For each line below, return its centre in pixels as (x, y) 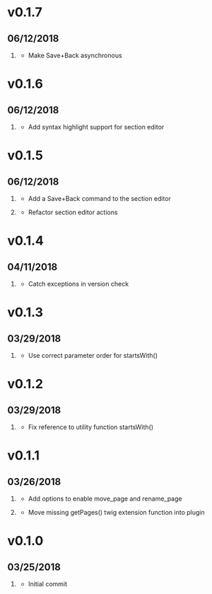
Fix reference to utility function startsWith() (91, 427)
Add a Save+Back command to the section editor (100, 198)
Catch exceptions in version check (78, 284)
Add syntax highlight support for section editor (96, 127)
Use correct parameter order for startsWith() (93, 355)
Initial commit (48, 584)
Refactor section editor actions (73, 212)
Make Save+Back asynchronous (75, 55)
